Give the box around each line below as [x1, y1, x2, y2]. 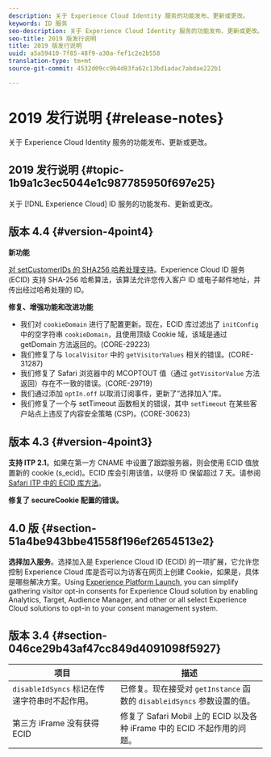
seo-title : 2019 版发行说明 [8, 34, 97, 43]
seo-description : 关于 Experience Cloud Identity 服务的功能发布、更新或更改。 [8, 27, 264, 35]
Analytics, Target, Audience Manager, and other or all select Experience [8, 594, 248, 604]
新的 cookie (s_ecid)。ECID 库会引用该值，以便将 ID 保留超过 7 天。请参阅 [15, 468, 261, 478]
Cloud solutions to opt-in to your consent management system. [8, 603, 219, 613]
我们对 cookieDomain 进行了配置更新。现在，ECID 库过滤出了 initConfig [19, 319, 259, 329]
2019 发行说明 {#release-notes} [8, 108, 224, 127]
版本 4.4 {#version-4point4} [8, 224, 154, 239]
